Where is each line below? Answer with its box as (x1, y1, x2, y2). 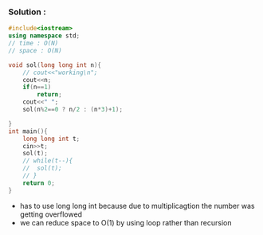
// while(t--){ (22, 157, 73, 165)
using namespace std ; (8, 32, 80, 40)
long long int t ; (22, 135, 80, 143)
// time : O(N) (8, 39, 59, 48)
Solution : (8, 6, 46, 18)
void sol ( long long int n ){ (8, 61, 102, 69)
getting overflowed (19, 210, 82, 219)
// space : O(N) (8, 46, 62, 54)
